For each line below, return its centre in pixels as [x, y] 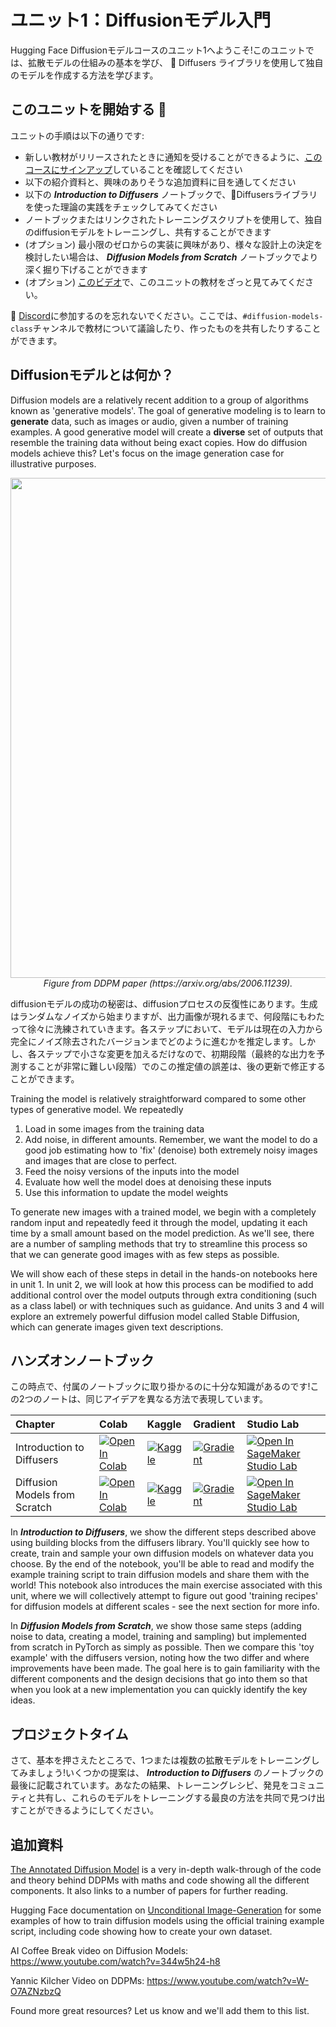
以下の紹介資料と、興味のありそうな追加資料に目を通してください [160, 182]
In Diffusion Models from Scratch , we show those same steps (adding [156, 1626]
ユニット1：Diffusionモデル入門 [141, 20]
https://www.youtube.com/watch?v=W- [228, 1980]
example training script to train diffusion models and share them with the [160, 1575]
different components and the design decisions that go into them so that [159, 1679]
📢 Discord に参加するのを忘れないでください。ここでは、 [126, 315]
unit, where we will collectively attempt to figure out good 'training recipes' [164, 1596]
